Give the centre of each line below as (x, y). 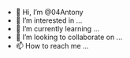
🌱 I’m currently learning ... (58, 29)
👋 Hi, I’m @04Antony (50, 12)
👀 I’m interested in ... (49, 20)
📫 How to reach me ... (52, 46)
